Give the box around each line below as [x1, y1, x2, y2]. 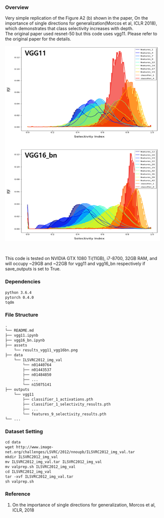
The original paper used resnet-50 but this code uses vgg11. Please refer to [5, 31, 158, 37]
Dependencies [5, 278, 41, 285]
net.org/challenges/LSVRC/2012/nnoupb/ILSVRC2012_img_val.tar [5, 450, 135, 454]
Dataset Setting [5, 428, 43, 435]
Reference [5, 490, 30, 497]
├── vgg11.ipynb [5, 333, 38, 338]
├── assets [5, 343, 27, 348]
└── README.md [5, 328, 34, 333]
